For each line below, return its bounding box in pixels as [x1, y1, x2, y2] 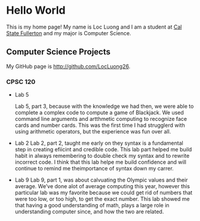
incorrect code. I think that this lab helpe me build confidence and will [14, 158, 187, 166]
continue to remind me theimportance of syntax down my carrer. [14, 165, 174, 172]
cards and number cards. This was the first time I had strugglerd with [14, 122, 185, 129]
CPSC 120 [6, 77, 36, 86]
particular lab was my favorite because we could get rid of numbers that [14, 189, 193, 197]
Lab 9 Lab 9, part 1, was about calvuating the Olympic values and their [14, 176, 188, 183]
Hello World [6, 4, 66, 17]
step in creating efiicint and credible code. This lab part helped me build [14, 146, 192, 153]
